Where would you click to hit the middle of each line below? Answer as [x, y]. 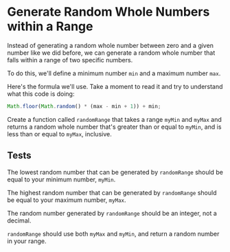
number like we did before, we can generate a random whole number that [111, 53]
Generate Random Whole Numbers [108, 12]
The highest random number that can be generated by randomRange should [112, 192]
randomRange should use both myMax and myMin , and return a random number [113, 234]
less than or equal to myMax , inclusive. [59, 134]
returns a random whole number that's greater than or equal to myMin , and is [114, 127]
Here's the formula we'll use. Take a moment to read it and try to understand [115, 86]
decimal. [19, 220]
